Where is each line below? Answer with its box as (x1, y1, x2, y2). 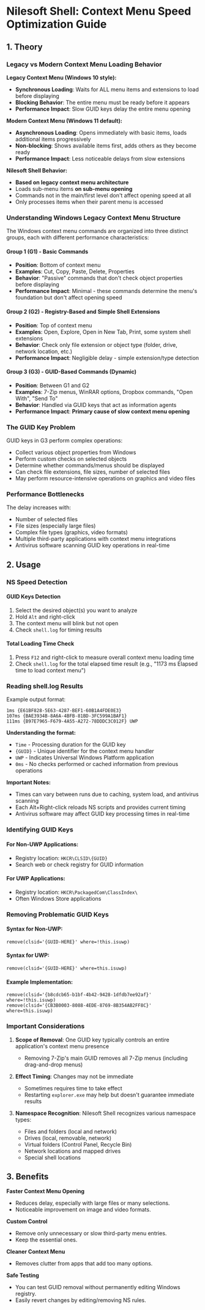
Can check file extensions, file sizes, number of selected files (15, 468, 170, 475)
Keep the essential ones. (15, 1236, 78, 1243)
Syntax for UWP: (6, 951, 50, 959)
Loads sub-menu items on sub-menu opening (15, 185, 133, 192)
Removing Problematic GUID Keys (6, 910, 109, 918)
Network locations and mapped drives (24, 1147, 121, 1155)
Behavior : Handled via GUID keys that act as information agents (15, 401, 177, 408)
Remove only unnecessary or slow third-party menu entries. (15, 1230, 167, 1237)
